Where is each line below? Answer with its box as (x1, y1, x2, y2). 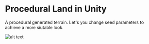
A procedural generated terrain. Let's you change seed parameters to (5, 19, 144, 25)
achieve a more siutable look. (5, 24, 64, 30)
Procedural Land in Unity (5, 3, 107, 15)
